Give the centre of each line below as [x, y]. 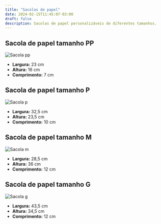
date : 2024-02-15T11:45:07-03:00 [39, 14]
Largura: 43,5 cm [30, 206]
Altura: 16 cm [26, 70]
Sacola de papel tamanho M [48, 137]
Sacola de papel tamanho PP [50, 43]
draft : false [18, 19]
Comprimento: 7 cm [33, 75]
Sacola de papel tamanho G [48, 185]
